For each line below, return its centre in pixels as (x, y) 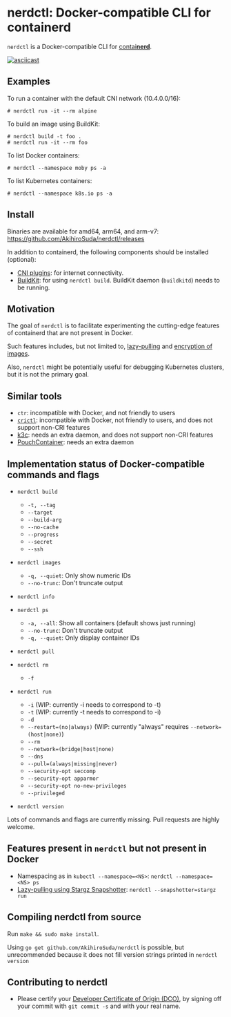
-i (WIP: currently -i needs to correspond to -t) (94, 705)
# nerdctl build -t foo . (44, 136)
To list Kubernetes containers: (50, 180)
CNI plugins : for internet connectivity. (70, 273)
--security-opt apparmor (63, 779)
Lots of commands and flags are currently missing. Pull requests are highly (113, 819)
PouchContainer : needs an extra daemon (76, 442)
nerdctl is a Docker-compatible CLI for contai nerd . (80, 46)
